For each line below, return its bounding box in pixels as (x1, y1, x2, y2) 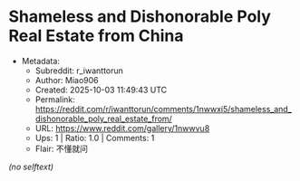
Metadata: (21, 55, 61, 66)
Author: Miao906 (34, 74, 99, 85)
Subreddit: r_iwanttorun (34, 65, 124, 76)
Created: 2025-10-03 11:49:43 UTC (34, 84, 168, 95)
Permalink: (34, 93, 76, 105)
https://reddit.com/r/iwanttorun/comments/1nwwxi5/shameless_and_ (34, 103, 292, 114)
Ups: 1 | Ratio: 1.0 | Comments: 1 (34, 132, 155, 143)
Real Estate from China (8, 25, 184, 46)
